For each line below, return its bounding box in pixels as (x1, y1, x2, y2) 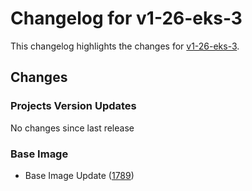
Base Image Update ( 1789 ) (24, 169, 135, 181)
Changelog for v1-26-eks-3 (10, 7, 243, 30)
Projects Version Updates (10, 99, 137, 113)
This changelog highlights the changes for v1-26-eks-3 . (10, 40, 240, 52)
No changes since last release (10, 122, 135, 134)
